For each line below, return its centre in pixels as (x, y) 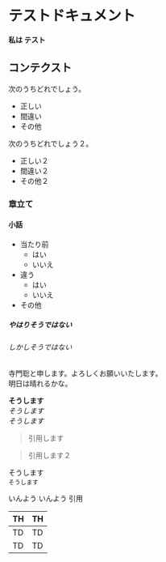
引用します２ (49, 456)
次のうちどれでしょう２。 (51, 143)
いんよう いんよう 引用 (46, 499)
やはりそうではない (40, 325)
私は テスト (27, 40)
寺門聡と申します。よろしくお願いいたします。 (85, 373)
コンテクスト (40, 68)
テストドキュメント (72, 16)
